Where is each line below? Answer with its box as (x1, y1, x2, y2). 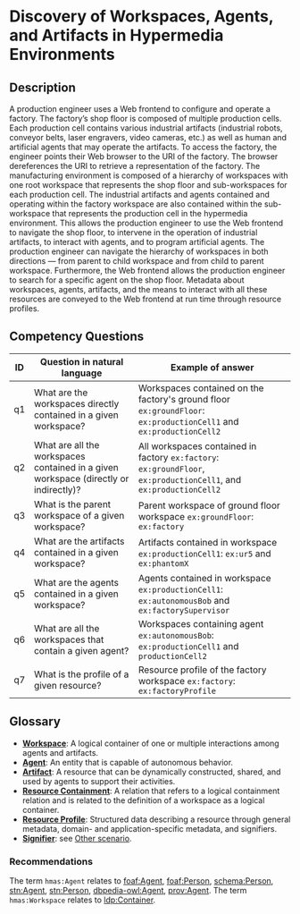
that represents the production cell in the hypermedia (52, 208, 248, 218)
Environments (9, 45, 116, 64)
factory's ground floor (137, 393, 230, 405)
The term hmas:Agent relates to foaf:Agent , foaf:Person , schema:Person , (9, 875, 274, 886)
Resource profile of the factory (137, 664, 267, 676)
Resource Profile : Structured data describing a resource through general (21, 814, 291, 825)
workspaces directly (34, 397, 120, 410)
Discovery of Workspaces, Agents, (9, 6, 274, 27)
